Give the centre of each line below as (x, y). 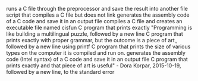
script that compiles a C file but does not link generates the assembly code (98, 15)
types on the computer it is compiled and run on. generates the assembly (96, 53)
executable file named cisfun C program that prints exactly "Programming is (99, 27)
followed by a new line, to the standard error (60, 72)
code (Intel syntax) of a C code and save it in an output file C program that (97, 59)
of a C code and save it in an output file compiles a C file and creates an (94, 21)
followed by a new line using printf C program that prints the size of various (98, 46)
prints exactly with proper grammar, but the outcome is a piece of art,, (92, 40)
